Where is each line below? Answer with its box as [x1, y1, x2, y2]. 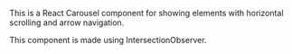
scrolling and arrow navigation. [9, 17, 125, 28]
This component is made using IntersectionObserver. [9, 35, 207, 45]
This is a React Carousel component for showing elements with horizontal [9, 8, 284, 18]
